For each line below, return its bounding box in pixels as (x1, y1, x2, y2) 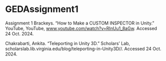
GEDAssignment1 (5, 3, 78, 15)
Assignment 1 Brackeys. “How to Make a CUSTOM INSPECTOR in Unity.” (5, 20, 154, 26)
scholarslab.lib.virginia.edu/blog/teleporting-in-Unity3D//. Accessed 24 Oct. (5, 45, 161, 51)
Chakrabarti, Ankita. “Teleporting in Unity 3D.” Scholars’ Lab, (5, 40, 130, 46)
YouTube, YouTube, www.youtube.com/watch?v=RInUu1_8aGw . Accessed (5, 25, 157, 31)
